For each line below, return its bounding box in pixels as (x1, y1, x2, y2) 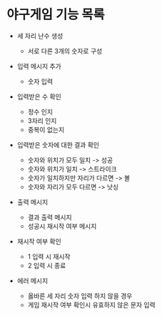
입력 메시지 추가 (16, 61, 61, 70)
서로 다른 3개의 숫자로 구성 (27, 46, 103, 55)
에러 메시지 (16, 276, 49, 285)
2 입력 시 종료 (27, 261, 66, 270)
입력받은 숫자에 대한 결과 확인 (16, 140, 99, 149)
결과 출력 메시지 (27, 212, 72, 222)
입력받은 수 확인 (16, 92, 61, 101)
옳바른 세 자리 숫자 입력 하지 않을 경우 (27, 291, 133, 300)
